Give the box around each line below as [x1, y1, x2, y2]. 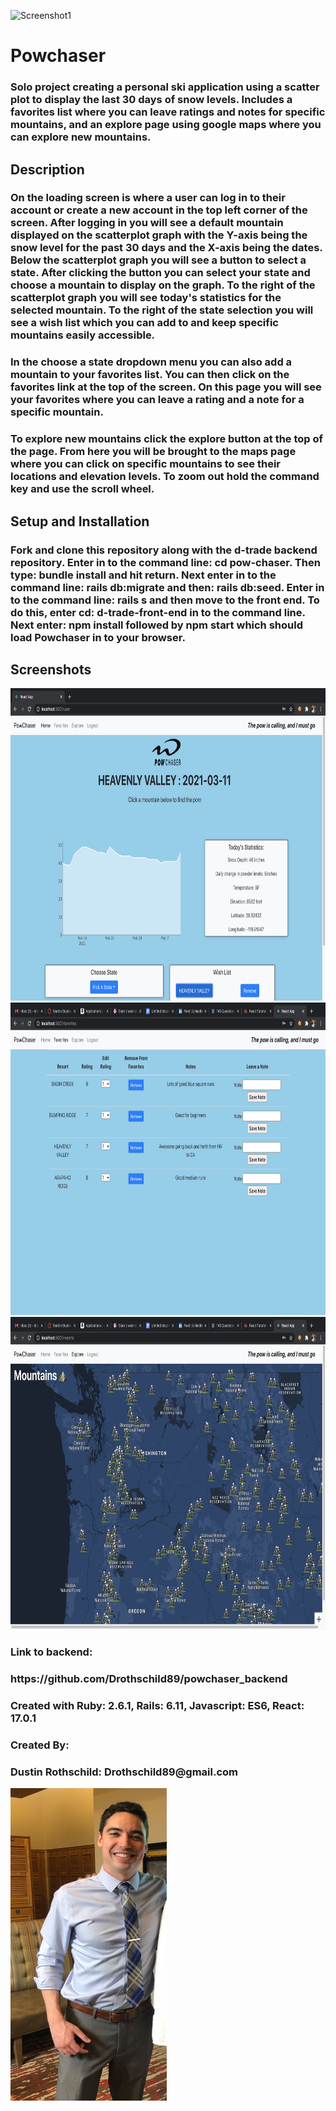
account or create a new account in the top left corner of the [10, 203, 308, 217]
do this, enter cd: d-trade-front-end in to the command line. [10, 605, 306, 619]
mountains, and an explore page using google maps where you [10, 118, 322, 132]
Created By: [10, 1738, 70, 1752]
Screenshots [10, 661, 92, 678]
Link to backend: [10, 1645, 93, 1659]
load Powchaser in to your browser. [10, 630, 186, 644]
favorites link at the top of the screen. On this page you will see [10, 380, 322, 394]
